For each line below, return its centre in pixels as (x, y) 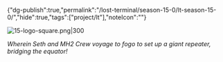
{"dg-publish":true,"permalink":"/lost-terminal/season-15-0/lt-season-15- (112, 10)
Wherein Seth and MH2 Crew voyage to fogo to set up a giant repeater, (109, 44)
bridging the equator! (37, 51)
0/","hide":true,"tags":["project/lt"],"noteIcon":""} (77, 17)
